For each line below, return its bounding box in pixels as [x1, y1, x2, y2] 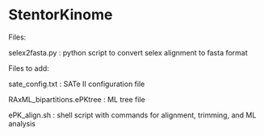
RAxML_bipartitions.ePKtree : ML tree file [8, 94, 145, 104]
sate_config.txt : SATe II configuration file [8, 79, 145, 89]
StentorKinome [8, 6, 113, 24]
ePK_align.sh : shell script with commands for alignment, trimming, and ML [8, 110, 257, 120]
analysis [8, 118, 36, 128]
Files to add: [8, 63, 50, 73]
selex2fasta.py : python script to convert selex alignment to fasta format [8, 47, 248, 57]
